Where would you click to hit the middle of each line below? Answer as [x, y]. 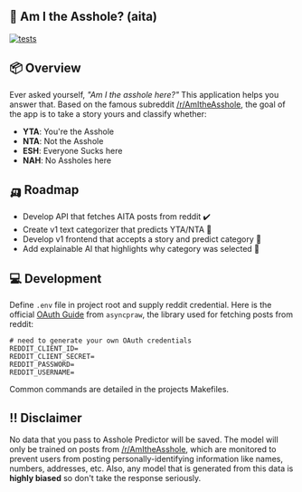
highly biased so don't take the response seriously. [105, 478]
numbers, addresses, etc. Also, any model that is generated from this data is [151, 468]
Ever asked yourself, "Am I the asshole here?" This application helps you [144, 94]
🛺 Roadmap [44, 190]
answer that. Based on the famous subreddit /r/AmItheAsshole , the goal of [148, 104]
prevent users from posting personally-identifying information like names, [146, 459]
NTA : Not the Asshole [63, 140]
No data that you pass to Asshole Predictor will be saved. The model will [144, 439]
